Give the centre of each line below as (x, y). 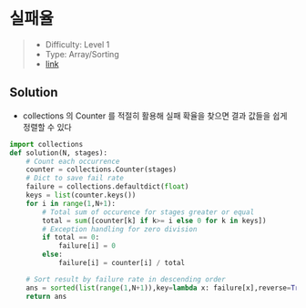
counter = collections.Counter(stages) (102, 169)
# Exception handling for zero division (120, 229)
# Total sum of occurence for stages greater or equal (148, 212)
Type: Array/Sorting (82, 54)
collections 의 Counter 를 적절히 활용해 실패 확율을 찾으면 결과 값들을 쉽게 (155, 116)
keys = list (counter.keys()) (81, 195)
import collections (46, 144)
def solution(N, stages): (58, 153)
